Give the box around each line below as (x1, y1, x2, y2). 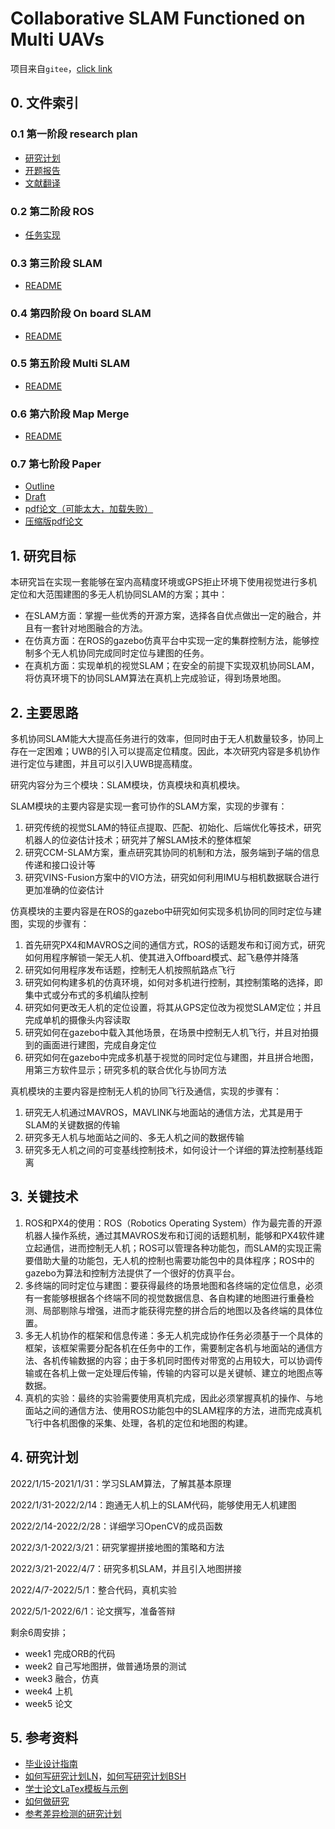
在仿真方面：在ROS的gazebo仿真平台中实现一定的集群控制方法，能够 (24, 635, 311, 647)
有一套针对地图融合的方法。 (33, 622, 148, 634)
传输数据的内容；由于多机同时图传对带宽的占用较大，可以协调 (59, 1354, 315, 1366)
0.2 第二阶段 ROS (10, 204, 95, 218)
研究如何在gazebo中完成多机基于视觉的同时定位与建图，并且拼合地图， (24, 1052, 319, 1064)
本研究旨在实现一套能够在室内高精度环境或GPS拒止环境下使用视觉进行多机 (10, 576, 318, 588)
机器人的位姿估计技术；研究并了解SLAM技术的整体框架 (24, 834, 252, 846)
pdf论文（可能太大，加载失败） (24, 503, 154, 515)
